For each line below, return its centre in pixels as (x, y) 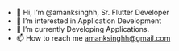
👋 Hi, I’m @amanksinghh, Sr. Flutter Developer (92, 12)
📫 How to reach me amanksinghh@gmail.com (93, 38)
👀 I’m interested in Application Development (89, 21)
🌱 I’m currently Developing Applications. (83, 29)
